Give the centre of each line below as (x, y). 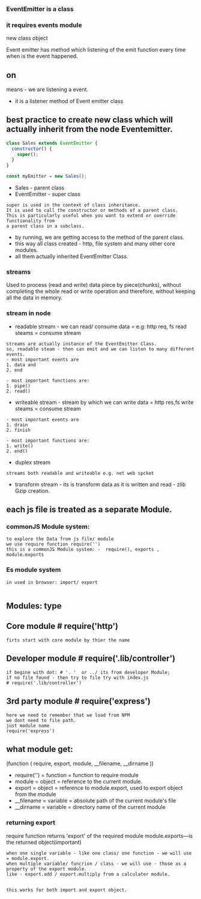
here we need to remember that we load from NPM (68, 715)
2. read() (19, 391)
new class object (27, 38)
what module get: (40, 749)
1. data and (21, 365)
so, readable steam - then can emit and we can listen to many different (100, 349)
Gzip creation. (32, 490)
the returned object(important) (44, 842)
